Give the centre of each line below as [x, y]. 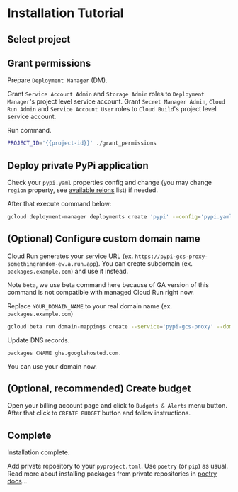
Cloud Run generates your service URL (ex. [70, 256]
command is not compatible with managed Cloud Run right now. [101, 292]
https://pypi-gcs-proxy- [171, 257]
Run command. [29, 130]
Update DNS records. [39, 340]
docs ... [17, 481]
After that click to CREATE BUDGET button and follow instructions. [99, 413]
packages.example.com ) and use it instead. [68, 271]
